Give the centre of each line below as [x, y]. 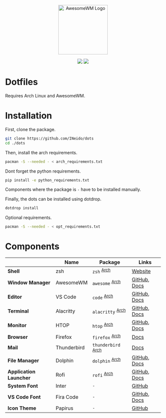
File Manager [23, 360]
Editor [15, 297]
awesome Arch [106, 282]
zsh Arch [101, 271]
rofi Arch [103, 375]
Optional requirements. [28, 218]
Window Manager [29, 283]
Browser [18, 337]
